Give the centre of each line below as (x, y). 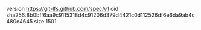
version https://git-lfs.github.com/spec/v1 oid (62, 9)
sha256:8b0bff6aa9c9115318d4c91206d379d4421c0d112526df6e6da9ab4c (101, 15)
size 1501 (45, 21)
